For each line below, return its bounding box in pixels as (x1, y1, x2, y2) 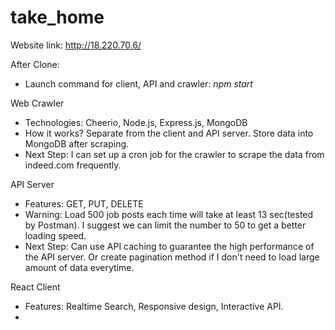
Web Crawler (10, 97, 65, 109)
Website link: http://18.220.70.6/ (10, 39, 142, 51)
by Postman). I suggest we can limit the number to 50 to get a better (24, 219, 307, 231)
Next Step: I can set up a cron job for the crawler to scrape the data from (24, 148, 325, 160)
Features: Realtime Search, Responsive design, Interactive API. (24, 300, 284, 312)
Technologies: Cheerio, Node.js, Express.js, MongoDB (24, 116, 248, 128)
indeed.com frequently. (24, 159, 122, 171)
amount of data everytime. (24, 261, 135, 273)
